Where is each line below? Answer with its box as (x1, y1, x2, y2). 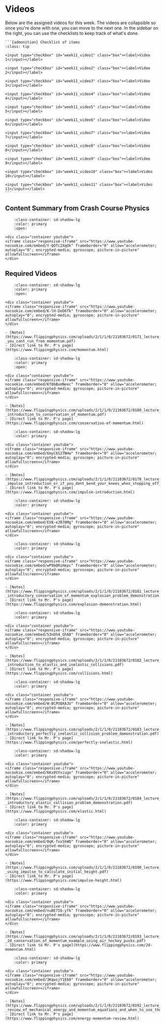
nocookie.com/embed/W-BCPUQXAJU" (5, 701, 74, 706)
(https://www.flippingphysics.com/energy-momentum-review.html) (5, 1016, 139, 1021)
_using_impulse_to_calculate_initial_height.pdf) (5, 869, 109, 874)
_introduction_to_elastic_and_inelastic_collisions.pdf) (5, 662, 124, 667)
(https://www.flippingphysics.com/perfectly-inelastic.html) (5, 740, 133, 745)
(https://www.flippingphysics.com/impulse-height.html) (5, 878, 122, 883)
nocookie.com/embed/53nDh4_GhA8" (5, 632, 74, 637)
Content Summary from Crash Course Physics (5, 204, 150, 212)
